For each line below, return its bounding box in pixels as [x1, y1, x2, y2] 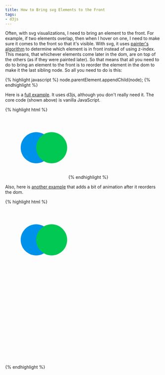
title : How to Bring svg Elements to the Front [5, 7, 106, 12]
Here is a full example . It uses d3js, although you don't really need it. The [5, 92, 155, 98]
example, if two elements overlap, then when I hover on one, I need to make [5, 35, 160, 41]
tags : [5, 12, 16, 17]
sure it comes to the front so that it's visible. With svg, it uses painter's [5, 41, 149, 47]
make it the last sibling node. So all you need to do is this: [5, 67, 122, 73]
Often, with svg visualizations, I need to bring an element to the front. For [5, 30, 154, 36]
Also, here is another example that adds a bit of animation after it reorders [5, 184, 156, 190]
